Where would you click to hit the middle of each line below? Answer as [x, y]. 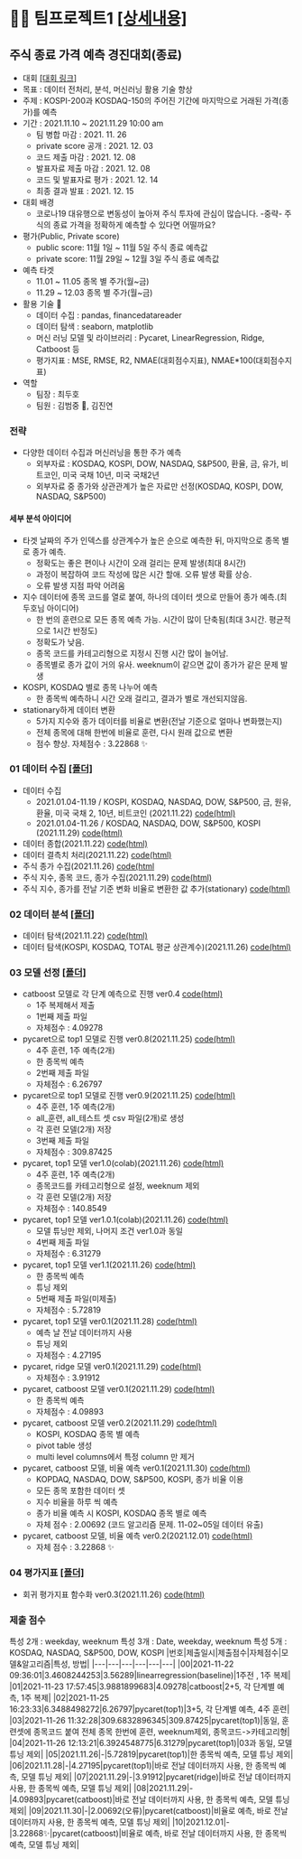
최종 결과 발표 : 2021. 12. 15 [85, 191]
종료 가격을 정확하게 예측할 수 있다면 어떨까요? [134, 225]
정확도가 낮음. [60, 641]
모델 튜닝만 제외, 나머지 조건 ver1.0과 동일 [109, 1231]
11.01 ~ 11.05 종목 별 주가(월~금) [92, 281]
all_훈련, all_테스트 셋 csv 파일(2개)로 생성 [110, 1118]
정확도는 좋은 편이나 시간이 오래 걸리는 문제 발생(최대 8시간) [141, 563]
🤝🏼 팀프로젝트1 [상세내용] [98, 19]
